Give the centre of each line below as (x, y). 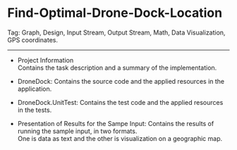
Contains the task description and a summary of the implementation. (117, 68)
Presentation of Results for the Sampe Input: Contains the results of (116, 123)
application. (35, 89)
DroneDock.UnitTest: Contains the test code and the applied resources (120, 102)
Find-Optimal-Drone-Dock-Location (115, 13)
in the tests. (35, 110)
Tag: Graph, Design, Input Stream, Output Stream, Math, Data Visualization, (116, 32)
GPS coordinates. (33, 39)
